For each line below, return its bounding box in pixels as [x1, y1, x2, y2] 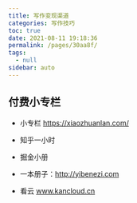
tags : [8, 49, 26, 57]
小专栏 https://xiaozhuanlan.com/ [19, 117, 130, 128]
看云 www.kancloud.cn [19, 185, 96, 196]
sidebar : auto [8, 64, 56, 72]
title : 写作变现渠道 [8, 11, 69, 20]
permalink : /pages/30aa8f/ [8, 42, 98, 50]
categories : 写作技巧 [8, 19, 76, 27]
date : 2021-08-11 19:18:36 [8, 34, 98, 42]
